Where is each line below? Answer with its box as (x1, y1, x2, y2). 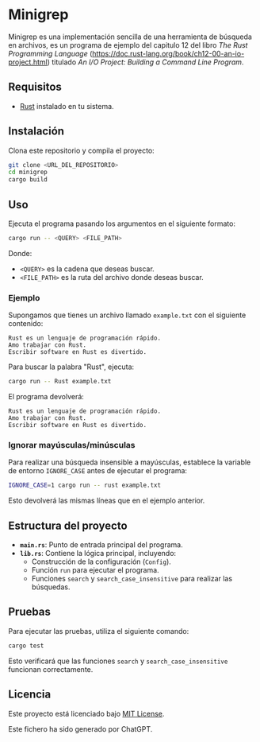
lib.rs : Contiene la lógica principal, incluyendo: (19, 549, 177, 558)
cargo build (8, 176, 48, 184)
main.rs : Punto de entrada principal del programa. (19, 540, 184, 550)
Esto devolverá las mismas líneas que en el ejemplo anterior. (8, 495, 205, 506)
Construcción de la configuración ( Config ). (31, 557, 172, 566)
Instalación (8, 125, 65, 138)
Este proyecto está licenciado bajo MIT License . (8, 709, 165, 718)
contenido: (8, 319, 44, 328)
